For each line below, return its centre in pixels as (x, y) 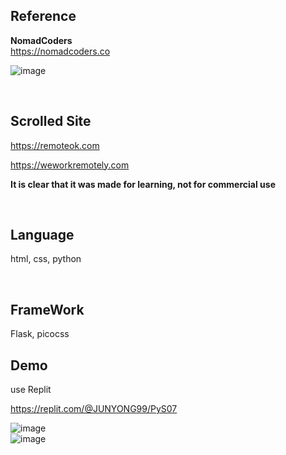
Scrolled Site (51, 121)
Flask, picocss (40, 334)
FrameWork (47, 309)
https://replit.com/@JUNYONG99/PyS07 (94, 409)
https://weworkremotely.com (70, 165)
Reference (43, 16)
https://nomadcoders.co (60, 51)
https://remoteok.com (55, 145)
